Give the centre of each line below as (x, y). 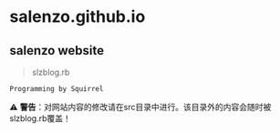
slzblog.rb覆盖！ (40, 118)
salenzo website (57, 51)
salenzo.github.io (78, 17)
